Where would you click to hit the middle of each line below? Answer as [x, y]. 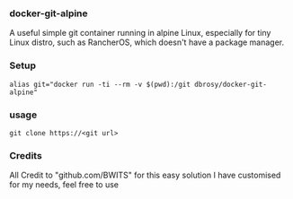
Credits [26, 155]
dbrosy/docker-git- [231, 84]
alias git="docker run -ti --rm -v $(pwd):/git [100, 84]
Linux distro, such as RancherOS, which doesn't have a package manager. [147, 42]
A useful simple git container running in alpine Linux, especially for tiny [140, 33]
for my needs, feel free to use [64, 185]
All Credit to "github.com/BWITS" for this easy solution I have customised [145, 175]
